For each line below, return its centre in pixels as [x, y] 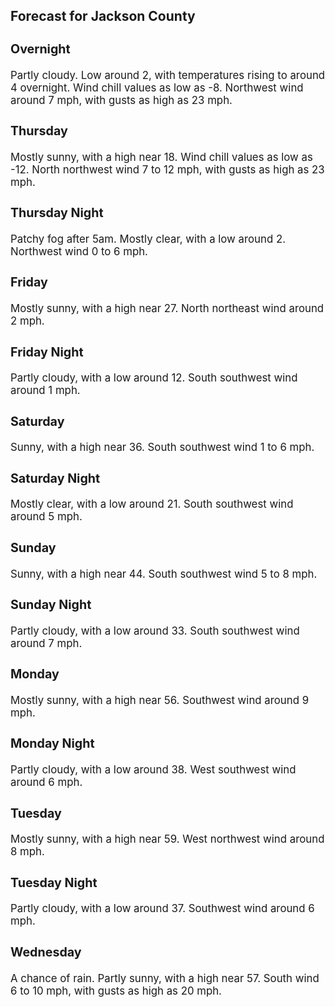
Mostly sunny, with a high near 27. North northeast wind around [167, 309]
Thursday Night [57, 213]
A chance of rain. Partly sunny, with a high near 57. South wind [165, 978]
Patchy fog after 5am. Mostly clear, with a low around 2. [148, 239]
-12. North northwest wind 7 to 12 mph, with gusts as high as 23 [167, 169]
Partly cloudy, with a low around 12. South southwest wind [154, 378]
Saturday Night [55, 478]
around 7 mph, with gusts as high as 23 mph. [121, 100]
